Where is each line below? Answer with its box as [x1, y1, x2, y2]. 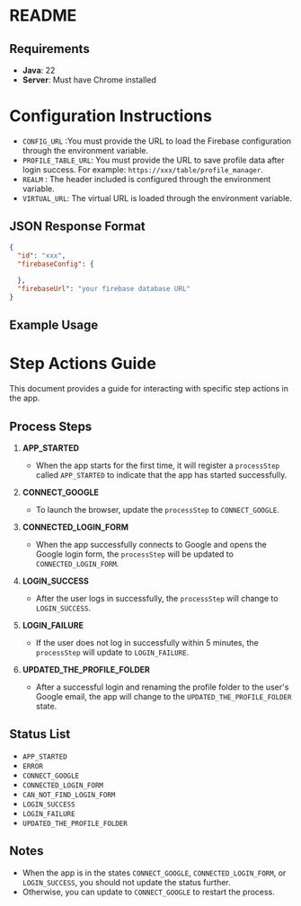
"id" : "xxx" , [17, 251, 66, 260]
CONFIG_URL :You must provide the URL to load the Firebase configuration [22, 136, 292, 146]
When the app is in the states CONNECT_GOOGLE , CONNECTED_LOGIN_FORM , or [22, 867, 287, 878]
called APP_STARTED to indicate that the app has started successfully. [35, 470, 288, 480]
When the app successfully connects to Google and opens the [35, 540, 268, 550]
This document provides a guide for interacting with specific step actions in [9, 383, 289, 394]
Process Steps [9, 418, 93, 434]
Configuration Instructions [9, 106, 213, 127]
